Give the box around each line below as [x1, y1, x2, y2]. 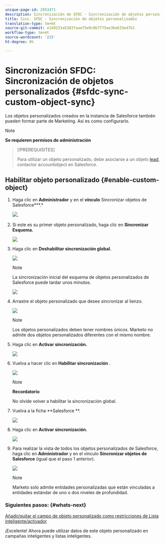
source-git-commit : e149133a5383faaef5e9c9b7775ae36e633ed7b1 [5, 26, 135, 31]
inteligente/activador [5, 518, 47, 524]
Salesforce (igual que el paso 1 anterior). [12, 456, 95, 462]
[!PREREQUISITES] [17, 147, 55, 153]
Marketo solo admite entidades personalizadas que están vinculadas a [12, 484, 155, 490]
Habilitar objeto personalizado [5, 176, 100, 184]
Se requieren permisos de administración [5, 137, 91, 143]
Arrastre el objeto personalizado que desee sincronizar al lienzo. [12, 298, 143, 304]
